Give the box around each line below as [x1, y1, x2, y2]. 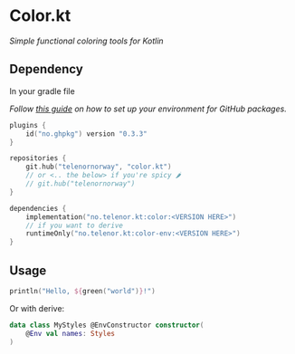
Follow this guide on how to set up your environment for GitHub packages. [9, 103, 287, 114]
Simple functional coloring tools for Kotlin [9, 35, 165, 46]
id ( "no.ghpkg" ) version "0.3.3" [25, 129, 147, 139]
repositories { [9, 154, 67, 163]
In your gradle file [9, 85, 75, 96]
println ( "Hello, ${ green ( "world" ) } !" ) [9, 286, 156, 295]
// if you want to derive [25, 221, 124, 230]
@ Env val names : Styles [25, 329, 116, 338]
